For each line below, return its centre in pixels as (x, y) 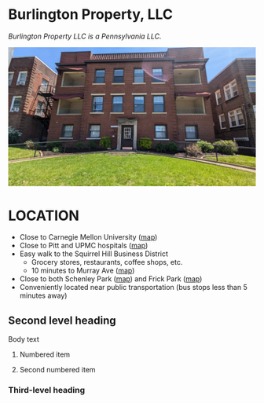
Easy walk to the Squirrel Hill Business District (94, 254)
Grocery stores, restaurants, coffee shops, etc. (107, 262)
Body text (24, 339)
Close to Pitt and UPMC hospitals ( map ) (84, 246)
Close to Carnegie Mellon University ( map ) (88, 237)
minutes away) (43, 295)
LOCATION (44, 216)
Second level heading (62, 320)
